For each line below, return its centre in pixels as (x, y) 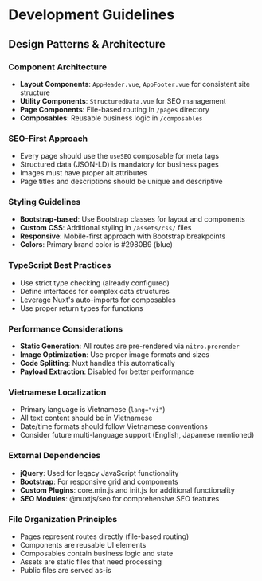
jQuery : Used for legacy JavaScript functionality (99, 473)
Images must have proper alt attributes (83, 173)
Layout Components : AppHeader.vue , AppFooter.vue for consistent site (135, 84)
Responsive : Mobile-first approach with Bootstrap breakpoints (123, 236)
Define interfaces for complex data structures (94, 291)
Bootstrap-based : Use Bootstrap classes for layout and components (132, 219)
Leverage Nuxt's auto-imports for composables (98, 300)
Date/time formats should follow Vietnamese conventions (114, 426)
